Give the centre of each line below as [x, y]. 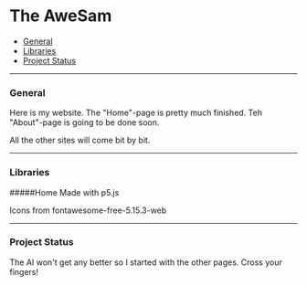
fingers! [24, 271]
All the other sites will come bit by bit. [80, 140]
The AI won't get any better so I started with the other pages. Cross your [146, 262]
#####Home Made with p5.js [64, 192]
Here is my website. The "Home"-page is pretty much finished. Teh [136, 113]
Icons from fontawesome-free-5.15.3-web [88, 210]
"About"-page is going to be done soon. [85, 122]
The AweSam [61, 16]
